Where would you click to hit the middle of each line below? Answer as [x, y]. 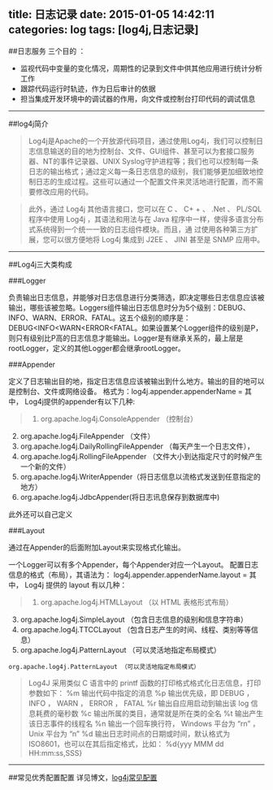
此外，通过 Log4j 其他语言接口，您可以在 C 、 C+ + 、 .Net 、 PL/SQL [145, 209]
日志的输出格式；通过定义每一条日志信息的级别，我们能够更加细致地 [142, 171]
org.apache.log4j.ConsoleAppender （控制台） [119, 419]
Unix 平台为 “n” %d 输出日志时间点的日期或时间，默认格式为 [129, 733]
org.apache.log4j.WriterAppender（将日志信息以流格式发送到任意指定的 [141, 476]
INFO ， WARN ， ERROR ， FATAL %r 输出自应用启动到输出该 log [139, 703]
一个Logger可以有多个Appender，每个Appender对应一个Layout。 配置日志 [133, 564]
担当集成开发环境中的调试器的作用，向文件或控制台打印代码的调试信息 [138, 98]
